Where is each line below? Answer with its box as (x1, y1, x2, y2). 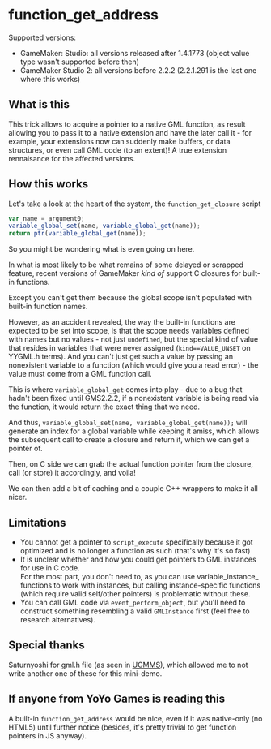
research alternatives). (19, 615, 95, 624)
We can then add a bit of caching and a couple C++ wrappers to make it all (8, 484, 259, 493)
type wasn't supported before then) (19, 57, 140, 67)
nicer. (8, 493, 28, 502)
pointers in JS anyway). (8, 730, 87, 740)
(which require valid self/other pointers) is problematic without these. (19, 589, 251, 598)
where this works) (19, 74, 81, 84)
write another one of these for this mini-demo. (8, 668, 163, 678)
